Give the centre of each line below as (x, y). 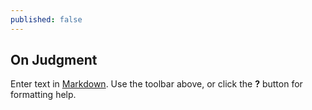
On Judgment (54, 60)
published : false (46, 19)
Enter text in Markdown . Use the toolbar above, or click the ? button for (156, 84)
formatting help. (43, 95)
